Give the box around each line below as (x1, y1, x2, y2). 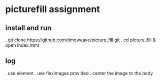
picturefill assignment (5, 4, 100, 15)
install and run (5, 24, 52, 32)
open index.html (5, 42, 39, 48)
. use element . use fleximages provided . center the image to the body (5, 70, 153, 76)
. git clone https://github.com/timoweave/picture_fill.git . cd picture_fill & (5, 37, 156, 43)
